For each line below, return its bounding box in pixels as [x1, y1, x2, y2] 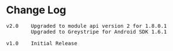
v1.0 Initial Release [6, 40, 77, 46]
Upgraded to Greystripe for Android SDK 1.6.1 [30, 28, 167, 35]
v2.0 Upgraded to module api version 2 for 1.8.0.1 [6, 23, 167, 29]
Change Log [6, 3, 66, 17]
